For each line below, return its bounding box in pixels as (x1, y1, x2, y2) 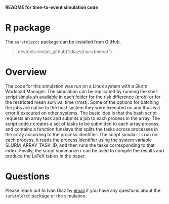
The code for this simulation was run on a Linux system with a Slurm (5, 83, 148, 89)
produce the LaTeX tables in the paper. (5, 153, 86, 159)
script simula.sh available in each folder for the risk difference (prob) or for (5, 94, 161, 100)
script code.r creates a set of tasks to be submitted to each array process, (5, 120, 160, 127)
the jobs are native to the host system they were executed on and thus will (5, 104, 160, 110)
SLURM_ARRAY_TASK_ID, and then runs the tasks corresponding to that (5, 142, 155, 148)
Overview (5, 66, 47, 78)
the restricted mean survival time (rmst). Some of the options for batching (5, 99, 159, 105)
